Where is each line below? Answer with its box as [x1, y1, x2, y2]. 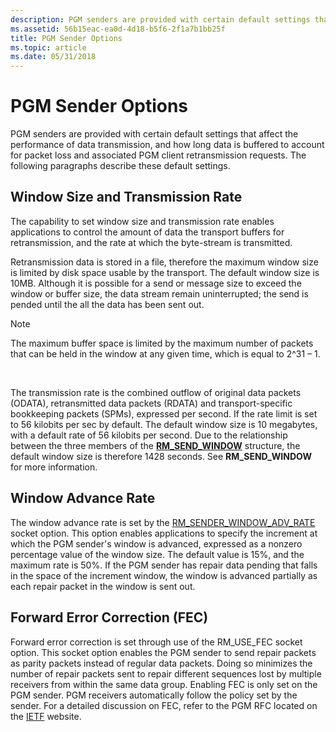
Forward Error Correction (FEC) [10, 609, 209, 626]
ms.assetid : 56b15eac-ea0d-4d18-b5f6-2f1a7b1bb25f [10, 24, 226, 34]
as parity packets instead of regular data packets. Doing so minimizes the [10, 657, 313, 669]
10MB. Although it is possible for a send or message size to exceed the [10, 277, 302, 289]
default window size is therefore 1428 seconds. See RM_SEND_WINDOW [10, 450, 313, 462]
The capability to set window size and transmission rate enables [10, 215, 275, 227]
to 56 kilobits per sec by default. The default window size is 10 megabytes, [10, 418, 318, 430]
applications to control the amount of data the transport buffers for [10, 226, 285, 238]
